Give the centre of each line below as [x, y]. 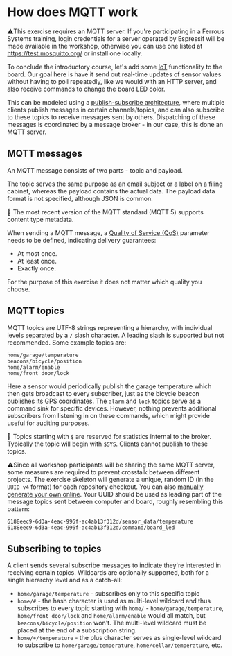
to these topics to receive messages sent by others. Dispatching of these [111, 117]
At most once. [37, 253]
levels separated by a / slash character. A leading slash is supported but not [116, 335]
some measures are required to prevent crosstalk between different [104, 472]
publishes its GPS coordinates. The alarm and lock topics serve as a [104, 401]
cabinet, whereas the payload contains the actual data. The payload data [111, 191]
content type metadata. [41, 219]
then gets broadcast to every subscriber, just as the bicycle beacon [103, 393]
